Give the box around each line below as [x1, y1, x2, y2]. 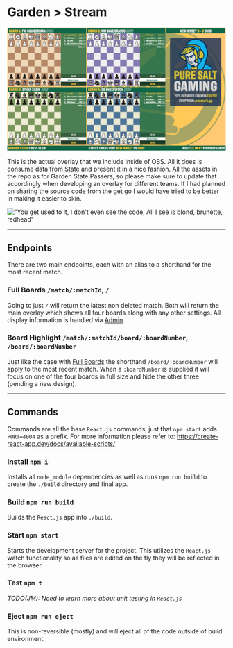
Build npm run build [7, 497, 74, 507]
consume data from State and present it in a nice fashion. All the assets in [7, 165, 218, 174]
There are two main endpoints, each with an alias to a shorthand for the [7, 260, 212, 269]
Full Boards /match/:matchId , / [7, 285, 110, 295]
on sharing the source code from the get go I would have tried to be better [7, 187, 220, 195]
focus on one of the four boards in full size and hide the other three [7, 372, 200, 381]
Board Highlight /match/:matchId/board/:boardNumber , [7, 333, 189, 342]
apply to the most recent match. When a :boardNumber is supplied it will [7, 365, 210, 373]
